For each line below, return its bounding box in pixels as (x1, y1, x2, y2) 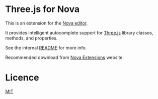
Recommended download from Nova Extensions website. (5, 54, 124, 60)
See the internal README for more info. (5, 44, 87, 50)
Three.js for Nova (5, 3, 80, 15)
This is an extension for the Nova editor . (5, 20, 88, 26)
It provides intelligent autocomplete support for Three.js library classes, (5, 29, 153, 35)
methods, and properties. (5, 35, 58, 41)
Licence (5, 72, 39, 83)
